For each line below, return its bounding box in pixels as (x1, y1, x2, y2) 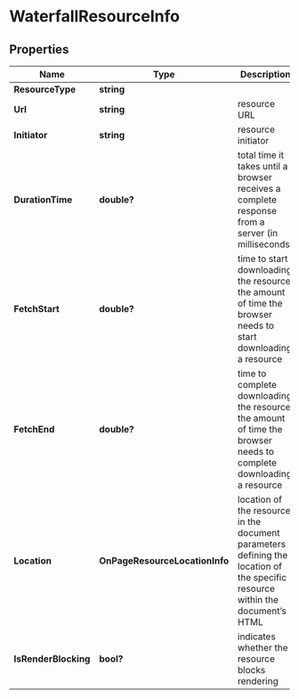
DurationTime (13, 193, 73, 206)
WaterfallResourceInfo (9, 6, 181, 27)
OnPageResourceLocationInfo (99, 555, 230, 567)
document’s (237, 604, 287, 617)
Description (239, 69, 291, 80)
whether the (237, 642, 288, 654)
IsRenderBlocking (13, 653, 91, 665)
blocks (237, 664, 266, 676)
